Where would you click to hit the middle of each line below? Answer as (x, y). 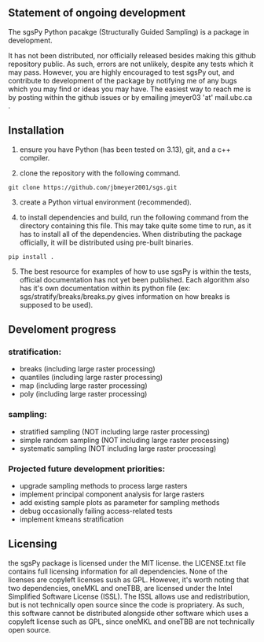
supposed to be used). (56, 304)
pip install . (31, 256)
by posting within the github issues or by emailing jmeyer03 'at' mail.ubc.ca (130, 97)
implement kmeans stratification (71, 519)
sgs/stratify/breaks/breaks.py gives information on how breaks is (125, 296)
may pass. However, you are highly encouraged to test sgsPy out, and (121, 72)
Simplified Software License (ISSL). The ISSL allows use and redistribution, (129, 596)
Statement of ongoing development (97, 13)
